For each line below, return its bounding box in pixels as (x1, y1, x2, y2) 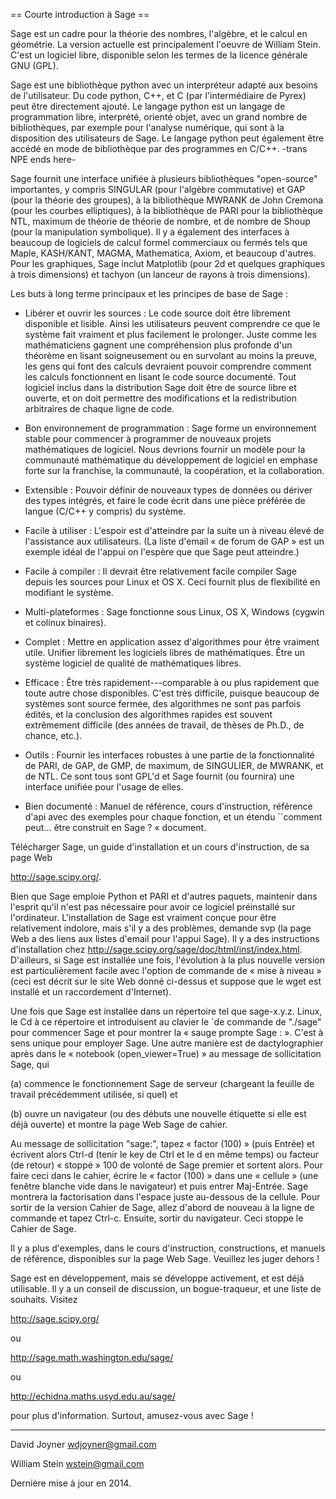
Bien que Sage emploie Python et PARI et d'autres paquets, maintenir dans (10, 890, 318, 902)
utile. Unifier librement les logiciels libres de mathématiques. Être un (24, 647, 306, 658)
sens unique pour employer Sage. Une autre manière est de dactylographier (10, 1037, 324, 1049)
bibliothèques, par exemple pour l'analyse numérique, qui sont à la (10, 122, 285, 133)
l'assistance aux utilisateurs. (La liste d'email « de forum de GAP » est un (24, 535, 325, 547)
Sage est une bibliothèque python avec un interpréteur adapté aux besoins (10, 79, 318, 91)
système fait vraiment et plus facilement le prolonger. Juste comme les (24, 329, 317, 340)
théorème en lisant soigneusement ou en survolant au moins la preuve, (24, 350, 318, 361)
